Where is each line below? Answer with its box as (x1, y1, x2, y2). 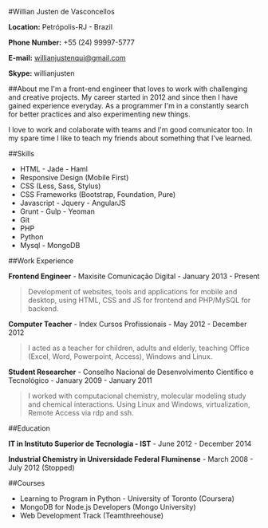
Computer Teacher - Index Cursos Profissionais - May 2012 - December (8, 319, 247, 329)
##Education (8, 424, 50, 433)
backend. (27, 304, 59, 313)
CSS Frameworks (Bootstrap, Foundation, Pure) (19, 190, 176, 199)
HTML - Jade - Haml (19, 164, 88, 174)
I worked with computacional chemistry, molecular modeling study (27, 391, 246, 400)
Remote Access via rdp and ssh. (27, 408, 134, 417)
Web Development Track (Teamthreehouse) (19, 510, 164, 520)
